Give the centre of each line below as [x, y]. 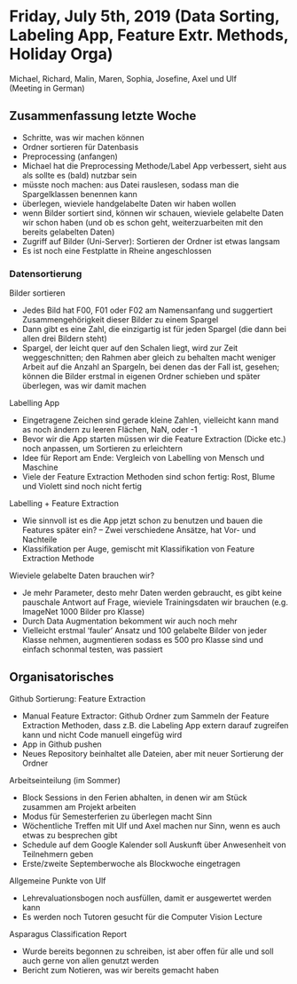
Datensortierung [46, 274]
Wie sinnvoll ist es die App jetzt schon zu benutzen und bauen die [142, 520]
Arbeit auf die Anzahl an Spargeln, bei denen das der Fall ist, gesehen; [151, 367]
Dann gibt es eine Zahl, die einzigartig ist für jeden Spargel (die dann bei [154, 329]
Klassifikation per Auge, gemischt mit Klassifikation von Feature [138, 549]
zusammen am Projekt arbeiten [79, 806]
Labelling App [35, 403]
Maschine [40, 467]
